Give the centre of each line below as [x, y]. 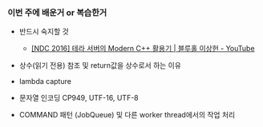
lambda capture [45, 81]
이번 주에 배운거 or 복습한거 [57, 12]
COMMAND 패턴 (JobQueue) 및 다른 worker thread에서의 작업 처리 [127, 115]
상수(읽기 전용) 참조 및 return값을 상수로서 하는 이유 [100, 65]
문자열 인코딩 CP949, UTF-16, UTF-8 [79, 98]
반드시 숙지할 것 [44, 32]
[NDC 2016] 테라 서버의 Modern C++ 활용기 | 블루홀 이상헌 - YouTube [143, 49]
